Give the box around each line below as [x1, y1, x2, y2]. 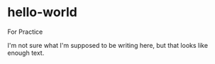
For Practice [7, 27, 43, 36]
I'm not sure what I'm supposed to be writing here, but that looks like [7, 41, 208, 49]
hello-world [7, 4, 78, 20]
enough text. [7, 49, 45, 57]
